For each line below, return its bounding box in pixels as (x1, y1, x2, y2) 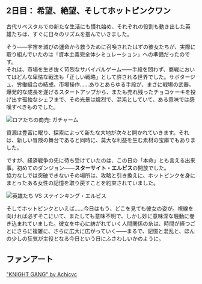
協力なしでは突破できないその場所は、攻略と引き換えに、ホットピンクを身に (6, 171, 196, 179)
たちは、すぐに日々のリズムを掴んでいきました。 (11, 30, 133, 37)
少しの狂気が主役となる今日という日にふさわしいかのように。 (11, 235, 164, 242)
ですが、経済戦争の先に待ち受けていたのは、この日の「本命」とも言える (6, 156, 185, 164)
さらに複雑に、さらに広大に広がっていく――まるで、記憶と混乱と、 (16, 227, 185, 235)
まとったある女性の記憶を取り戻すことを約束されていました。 (6, 179, 159, 187)
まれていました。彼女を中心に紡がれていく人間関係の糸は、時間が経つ (16, 220, 191, 227)
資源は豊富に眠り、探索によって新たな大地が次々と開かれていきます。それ (6, 129, 189, 136)
